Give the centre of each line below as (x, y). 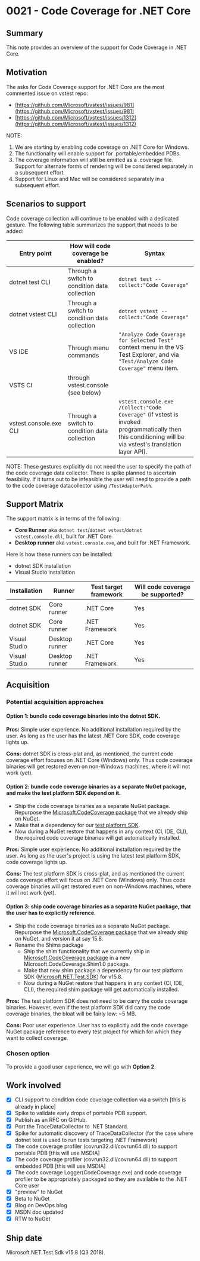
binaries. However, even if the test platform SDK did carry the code (88, 1008)
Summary (25, 33)
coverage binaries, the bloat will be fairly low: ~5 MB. (71, 1014)
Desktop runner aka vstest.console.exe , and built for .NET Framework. (103, 543)
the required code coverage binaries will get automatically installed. (98, 838)
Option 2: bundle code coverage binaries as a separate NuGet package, (96, 786)
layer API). (133, 451)
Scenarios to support (46, 204)
